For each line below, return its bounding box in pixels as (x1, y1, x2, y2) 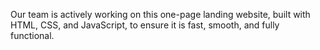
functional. (10, 30, 55, 41)
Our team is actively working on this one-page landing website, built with (10, 9, 311, 20)
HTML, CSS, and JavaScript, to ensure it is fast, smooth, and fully (10, 19, 280, 31)
